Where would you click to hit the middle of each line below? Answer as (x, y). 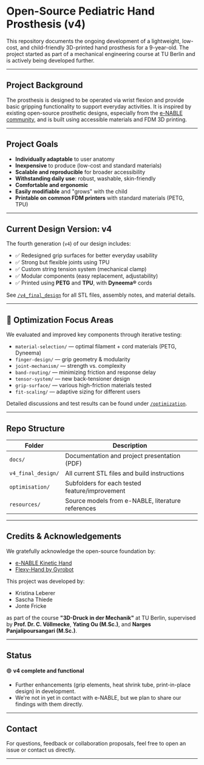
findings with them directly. (49, 704)
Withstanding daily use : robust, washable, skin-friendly (85, 178)
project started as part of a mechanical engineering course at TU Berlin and (101, 54)
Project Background (45, 86)
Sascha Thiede (34, 599)
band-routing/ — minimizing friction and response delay (85, 372)
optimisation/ (30, 487)
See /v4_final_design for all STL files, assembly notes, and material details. (101, 295)
